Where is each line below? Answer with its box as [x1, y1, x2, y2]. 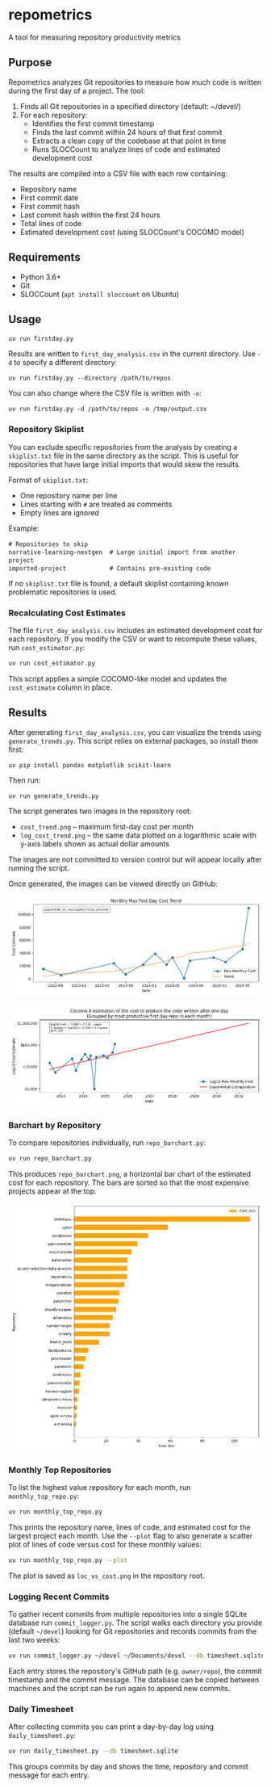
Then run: [8, 775, 41, 785]
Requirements [8, 250, 81, 264]
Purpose [8, 56, 52, 69]
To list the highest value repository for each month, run [8, 1483, 191, 1492]
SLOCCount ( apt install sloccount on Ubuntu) [19, 289, 180, 299]
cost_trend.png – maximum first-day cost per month [19, 821, 194, 831]
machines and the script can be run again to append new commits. [8, 1684, 231, 1694]
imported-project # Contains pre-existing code [8, 564, 211, 573]
